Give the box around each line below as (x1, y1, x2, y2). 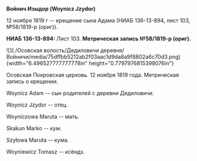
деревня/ (100, 47, 124, 54)
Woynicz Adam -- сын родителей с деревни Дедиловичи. (6, 90, 155, 96)
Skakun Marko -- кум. (6, 125, 62, 132)
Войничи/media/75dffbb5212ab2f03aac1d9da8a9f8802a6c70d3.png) (6, 53, 181, 60)
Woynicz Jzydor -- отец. (6, 101, 68, 108)
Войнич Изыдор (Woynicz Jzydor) (6, 5, 96, 12)
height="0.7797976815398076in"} (88, 60, 174, 67)
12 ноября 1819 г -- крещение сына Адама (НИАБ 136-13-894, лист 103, (6, 17, 190, 24)
